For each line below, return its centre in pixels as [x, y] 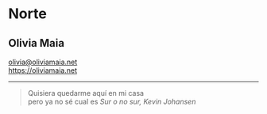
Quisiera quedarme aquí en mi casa [86, 93]
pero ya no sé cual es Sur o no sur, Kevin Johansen [112, 101]
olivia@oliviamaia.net [43, 62]
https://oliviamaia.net [43, 70]
